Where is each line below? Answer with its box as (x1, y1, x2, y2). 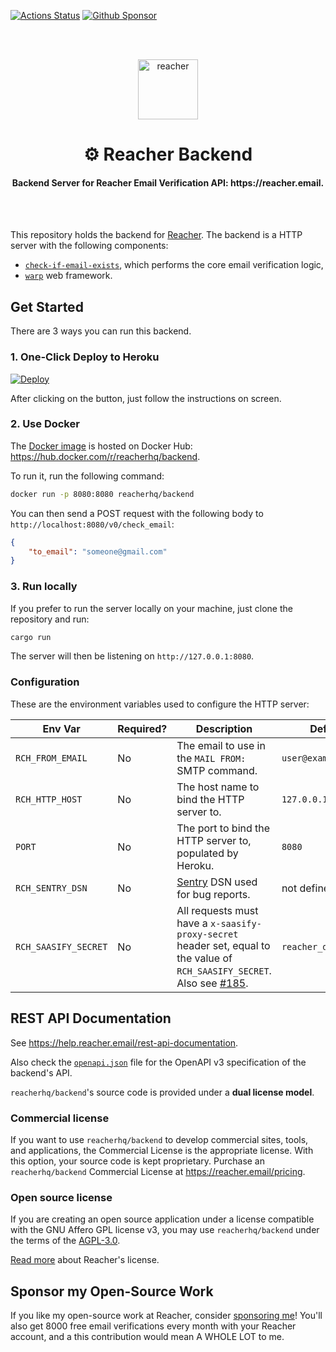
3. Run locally (10, 580, 78, 594)
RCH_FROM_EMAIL (15, 752, 88, 764)
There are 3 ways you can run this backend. (10, 325, 192, 337)
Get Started (10, 298, 84, 315)
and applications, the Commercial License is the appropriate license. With (10, 1144, 314, 1156)
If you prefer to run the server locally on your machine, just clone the (10, 602, 293, 614)
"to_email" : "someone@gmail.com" (28, 546, 168, 557)
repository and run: (10, 613, 90, 625)
